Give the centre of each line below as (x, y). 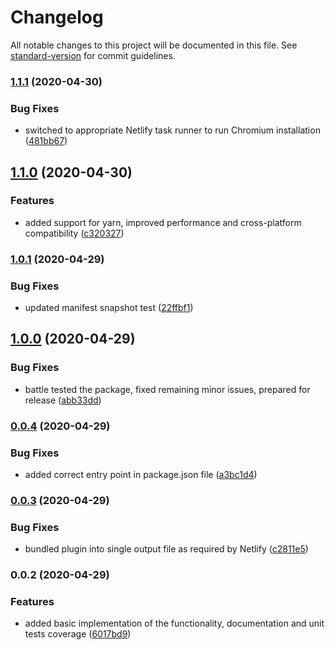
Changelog (57, 17)
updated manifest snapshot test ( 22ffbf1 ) (109, 308)
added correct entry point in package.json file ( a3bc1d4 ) (141, 474)
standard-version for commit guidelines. (93, 55)
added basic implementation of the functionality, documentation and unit (174, 623)
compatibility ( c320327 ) (74, 233)
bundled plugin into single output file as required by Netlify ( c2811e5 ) (166, 549)
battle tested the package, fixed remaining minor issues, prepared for (167, 389)
